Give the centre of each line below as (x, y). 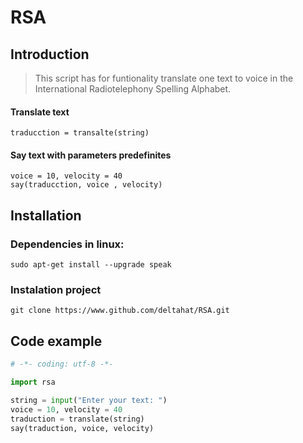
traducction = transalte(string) (80, 133)
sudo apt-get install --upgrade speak (91, 265)
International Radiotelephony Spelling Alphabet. (133, 89)
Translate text (40, 112)
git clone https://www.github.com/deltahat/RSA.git (120, 311)
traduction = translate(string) (77, 419)
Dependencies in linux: (67, 244)
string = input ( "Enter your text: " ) (89, 400)
